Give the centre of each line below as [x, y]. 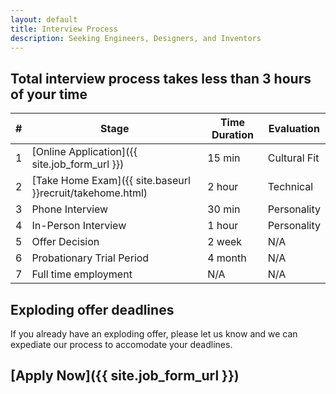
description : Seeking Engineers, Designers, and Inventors [136, 38]
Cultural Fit [293, 158]
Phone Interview [70, 209]
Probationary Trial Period [90, 258]
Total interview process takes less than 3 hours [161, 78]
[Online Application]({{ [84, 152]
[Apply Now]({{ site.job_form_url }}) [125, 376]
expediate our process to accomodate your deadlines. [121, 344]
